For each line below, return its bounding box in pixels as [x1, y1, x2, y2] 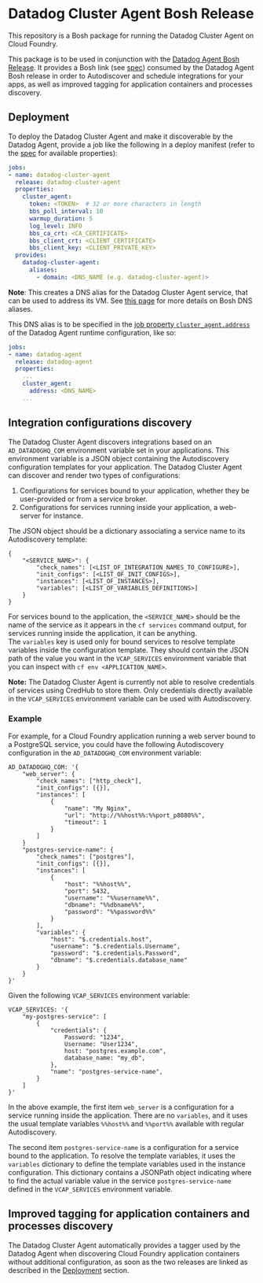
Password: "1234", [64, 1033, 125, 1041]
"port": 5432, [64, 887, 111, 895]
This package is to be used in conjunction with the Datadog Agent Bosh [8, 54, 240, 64]
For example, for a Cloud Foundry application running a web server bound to [8, 731, 256, 741]
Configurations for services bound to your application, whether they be [19, 486, 250, 495]
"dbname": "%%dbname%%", [64, 900, 146, 909]
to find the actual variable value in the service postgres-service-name [8, 1176, 232, 1185]
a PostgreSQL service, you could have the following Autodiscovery [8, 739, 225, 749]
